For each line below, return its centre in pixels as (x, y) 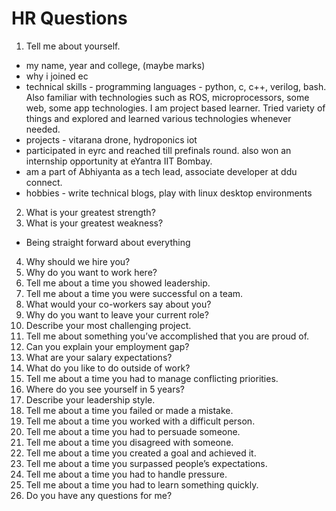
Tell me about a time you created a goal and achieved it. (141, 453)
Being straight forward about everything (108, 242)
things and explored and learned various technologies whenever (158, 118)
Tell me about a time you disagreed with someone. (129, 442)
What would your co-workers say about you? (118, 304)
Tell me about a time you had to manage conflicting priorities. (152, 378)
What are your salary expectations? (99, 357)
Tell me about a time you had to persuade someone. (133, 431)
